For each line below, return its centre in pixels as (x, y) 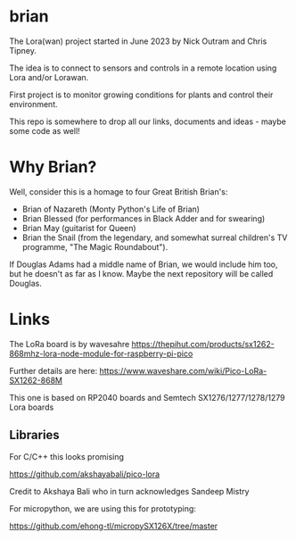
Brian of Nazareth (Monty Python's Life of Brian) (111, 209)
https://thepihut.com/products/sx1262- (203, 344)
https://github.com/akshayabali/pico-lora (85, 474)
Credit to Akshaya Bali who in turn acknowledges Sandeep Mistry (129, 491)
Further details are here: (53, 370)
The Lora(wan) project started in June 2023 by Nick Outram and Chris (138, 41)
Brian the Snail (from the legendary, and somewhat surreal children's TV (155, 237)
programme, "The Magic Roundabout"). (95, 246)
